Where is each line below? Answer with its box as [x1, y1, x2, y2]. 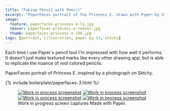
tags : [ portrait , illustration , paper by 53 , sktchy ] [5, 36, 121, 41]
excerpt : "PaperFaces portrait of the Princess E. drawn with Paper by [5, 12, 159, 17]
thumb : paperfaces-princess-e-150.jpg [10, 31, 92, 36]
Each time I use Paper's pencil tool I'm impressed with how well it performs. [5, 49, 163, 55]
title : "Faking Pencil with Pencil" [5, 7, 82, 13]
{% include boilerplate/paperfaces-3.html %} [5, 79, 100, 86]
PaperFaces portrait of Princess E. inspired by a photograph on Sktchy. [5, 70, 153, 76]
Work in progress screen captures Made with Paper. [18, 100, 126, 106]
